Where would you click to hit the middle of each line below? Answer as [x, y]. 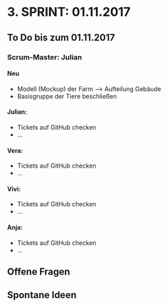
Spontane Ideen [42, 295]
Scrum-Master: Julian [45, 57]
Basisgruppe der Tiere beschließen [67, 96]
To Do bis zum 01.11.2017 [61, 38]
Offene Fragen [39, 271]
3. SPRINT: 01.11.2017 [69, 12]
